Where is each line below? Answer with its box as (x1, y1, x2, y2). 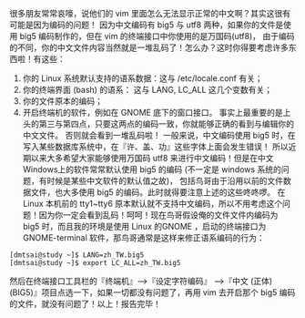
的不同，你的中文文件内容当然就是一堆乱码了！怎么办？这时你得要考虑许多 (9, 42, 289, 53)
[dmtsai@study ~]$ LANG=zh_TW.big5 (9, 251, 145, 260)
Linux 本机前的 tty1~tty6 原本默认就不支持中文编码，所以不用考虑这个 (22, 199, 283, 209)
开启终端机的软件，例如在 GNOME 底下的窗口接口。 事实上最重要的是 (22, 108, 284, 118)
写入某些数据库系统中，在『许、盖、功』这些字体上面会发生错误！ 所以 (22, 141, 289, 152)
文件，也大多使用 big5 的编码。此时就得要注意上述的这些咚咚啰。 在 (30, 187, 286, 198)
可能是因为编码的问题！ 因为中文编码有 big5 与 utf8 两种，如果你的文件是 (9, 19, 284, 30)
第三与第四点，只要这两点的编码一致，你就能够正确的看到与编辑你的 (38, 118, 294, 129)
